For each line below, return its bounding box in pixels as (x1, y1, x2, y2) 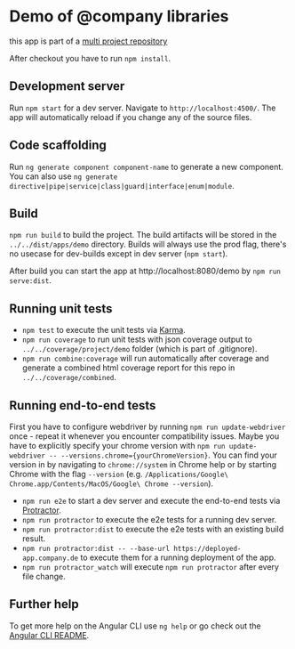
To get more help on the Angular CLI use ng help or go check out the (9, 621, 261, 631)
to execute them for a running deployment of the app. (79, 552, 276, 563)
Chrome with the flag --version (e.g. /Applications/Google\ (9, 469, 229, 479)
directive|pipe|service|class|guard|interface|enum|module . (9, 180, 235, 191)
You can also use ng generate (9, 171, 118, 182)
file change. (21, 572, 67, 581)
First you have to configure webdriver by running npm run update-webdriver (9, 421, 286, 432)
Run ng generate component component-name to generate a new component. (9, 161, 284, 172)
